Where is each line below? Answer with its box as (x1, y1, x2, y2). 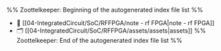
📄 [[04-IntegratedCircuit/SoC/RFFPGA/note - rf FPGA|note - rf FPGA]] (16, 19, 215, 27)
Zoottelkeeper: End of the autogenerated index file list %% (16, 37, 183, 44)
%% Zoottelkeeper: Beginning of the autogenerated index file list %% (6, 6, 204, 14)
